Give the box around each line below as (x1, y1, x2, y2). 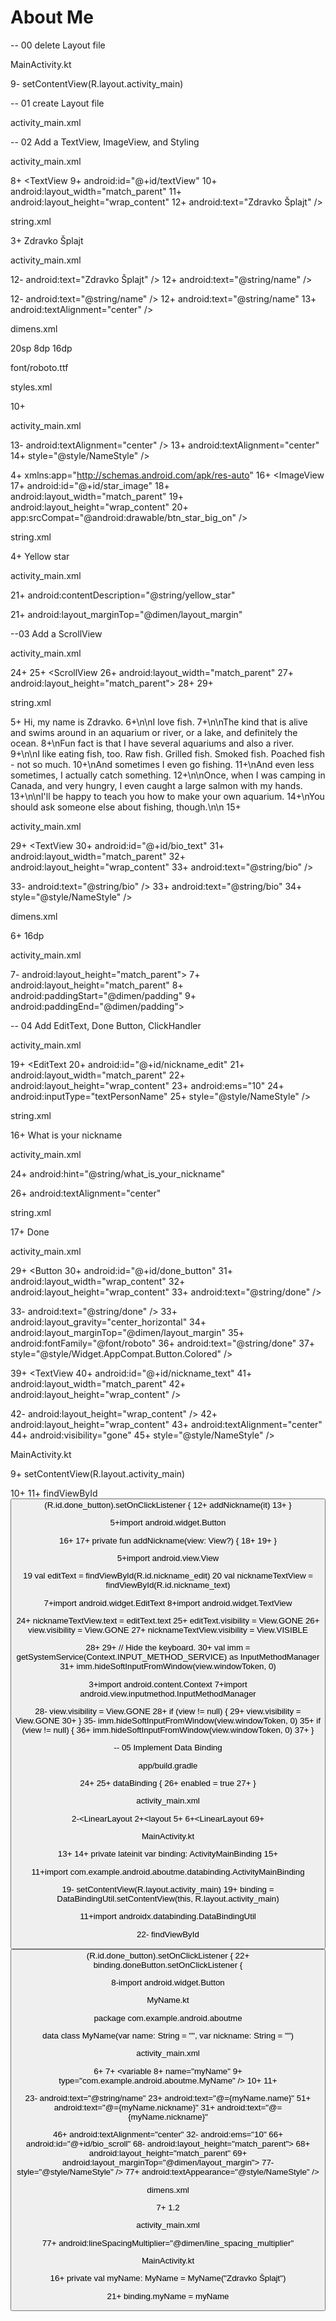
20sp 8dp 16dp (10, 342, 73, 354)
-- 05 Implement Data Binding (113, 1742, 223, 1753)
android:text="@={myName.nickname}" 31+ (53, 2102, 216, 2113)
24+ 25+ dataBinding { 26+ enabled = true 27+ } (79, 1777, 257, 1788)
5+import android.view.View (116, 1552, 220, 1563)
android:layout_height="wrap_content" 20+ (10, 501, 189, 513)
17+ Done (10, 1226, 50, 1238)
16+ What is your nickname (10, 1129, 123, 1141)
